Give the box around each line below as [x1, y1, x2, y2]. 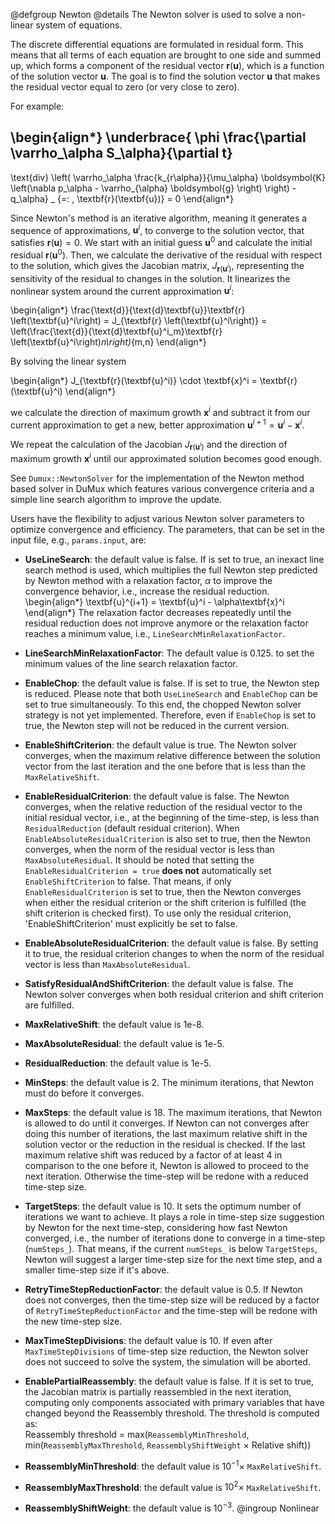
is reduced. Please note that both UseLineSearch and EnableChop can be [24, 688, 318, 699]
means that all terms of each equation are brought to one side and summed [10, 49, 322, 61]
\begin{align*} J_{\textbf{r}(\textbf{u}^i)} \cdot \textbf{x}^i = [10, 375, 258, 387]
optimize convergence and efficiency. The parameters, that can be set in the [10, 524, 325, 535]
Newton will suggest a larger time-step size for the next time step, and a [24, 1254, 323, 1265]
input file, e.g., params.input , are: [10, 534, 147, 546]
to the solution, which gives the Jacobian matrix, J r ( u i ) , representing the [10, 259, 305, 274]
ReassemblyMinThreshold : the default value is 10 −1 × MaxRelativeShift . [24, 1459, 322, 1472]
